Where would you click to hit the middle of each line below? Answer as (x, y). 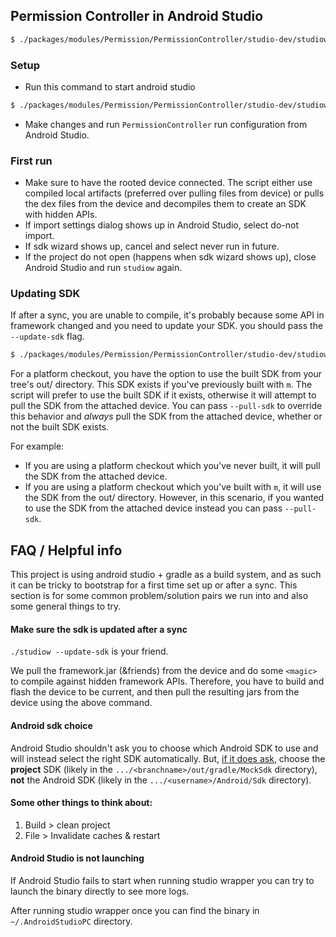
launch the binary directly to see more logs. (100, 891)
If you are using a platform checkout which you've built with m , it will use (173, 487)
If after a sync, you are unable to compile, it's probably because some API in (167, 315)
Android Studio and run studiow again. (103, 268)
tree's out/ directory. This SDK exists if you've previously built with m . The (161, 385)
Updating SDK (45, 294)
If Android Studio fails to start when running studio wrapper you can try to (162, 880)
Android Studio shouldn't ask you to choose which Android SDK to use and (164, 748)
